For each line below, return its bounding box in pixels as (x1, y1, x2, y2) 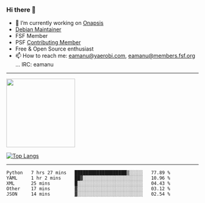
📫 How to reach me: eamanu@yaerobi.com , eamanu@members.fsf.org (15, 52, 195, 60)
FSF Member (15, 32, 48, 40)
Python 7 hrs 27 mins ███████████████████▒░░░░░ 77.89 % (6, 170, 171, 176)
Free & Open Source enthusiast (15, 45, 94, 52)
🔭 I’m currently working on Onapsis (15, 20, 104, 27)
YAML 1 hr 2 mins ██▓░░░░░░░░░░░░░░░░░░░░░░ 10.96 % (6, 175, 171, 182)
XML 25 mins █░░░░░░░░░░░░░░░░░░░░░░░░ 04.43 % (6, 180, 171, 187)
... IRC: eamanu (15, 61, 54, 68)
